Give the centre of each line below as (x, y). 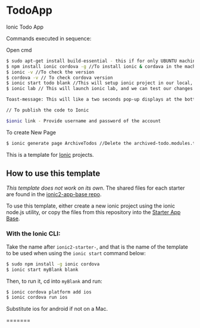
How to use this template (53, 174)
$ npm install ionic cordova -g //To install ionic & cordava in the (94, 66)
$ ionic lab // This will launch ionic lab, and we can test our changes (100, 89)
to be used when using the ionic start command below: (76, 253)
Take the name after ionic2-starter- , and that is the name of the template (97, 247)
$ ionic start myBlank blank (42, 270)
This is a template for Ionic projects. (50, 154)
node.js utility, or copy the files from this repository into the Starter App (93, 212)
